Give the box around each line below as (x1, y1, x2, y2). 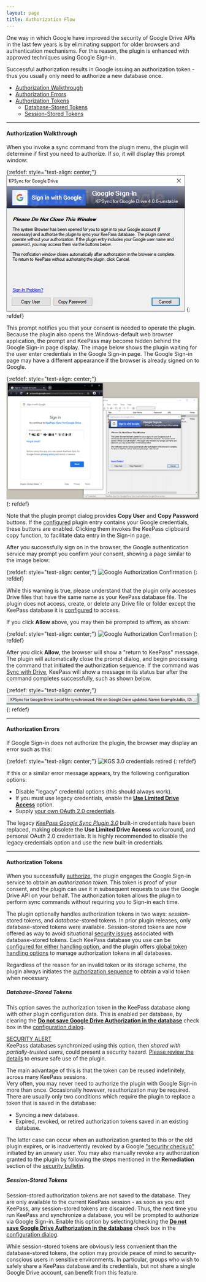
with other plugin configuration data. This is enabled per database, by (6, 1010, 183, 1017)
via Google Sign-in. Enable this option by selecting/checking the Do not (6, 1218, 187, 1225)
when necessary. (6, 974, 50, 981)
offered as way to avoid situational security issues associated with (6, 930, 174, 937)
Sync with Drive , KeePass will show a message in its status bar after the (6, 668, 188, 676)
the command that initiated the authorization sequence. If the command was (6, 662, 199, 669)
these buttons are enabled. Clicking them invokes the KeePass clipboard (6, 525, 189, 533)
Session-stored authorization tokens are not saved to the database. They (6, 1191, 191, 1199)
